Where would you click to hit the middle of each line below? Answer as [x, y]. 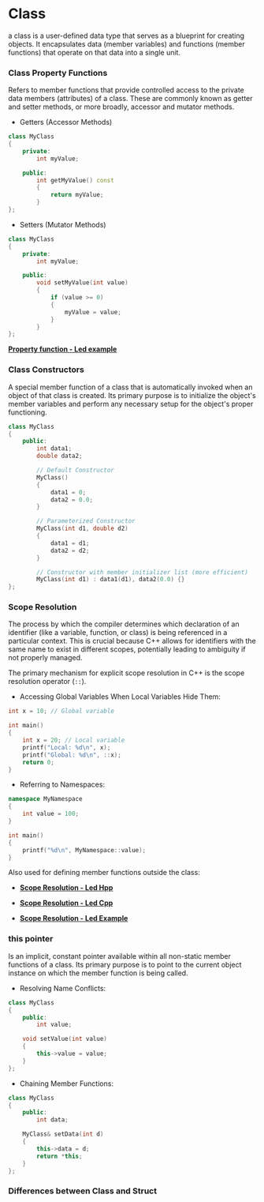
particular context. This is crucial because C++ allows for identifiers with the [132, 641]
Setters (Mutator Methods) [63, 224]
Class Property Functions [58, 73]
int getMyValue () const [75, 180]
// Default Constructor [75, 471]
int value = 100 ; [51, 814]
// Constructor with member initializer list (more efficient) [142, 572]
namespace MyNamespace [45, 799]
